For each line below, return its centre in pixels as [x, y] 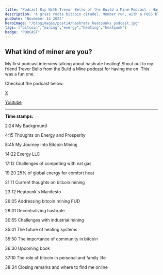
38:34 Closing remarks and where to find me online [57, 267]
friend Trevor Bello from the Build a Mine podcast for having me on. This [77, 69]
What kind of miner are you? [49, 52]
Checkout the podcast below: [34, 83]
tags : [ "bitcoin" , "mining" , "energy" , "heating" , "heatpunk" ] [66, 28]
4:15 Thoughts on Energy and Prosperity [45, 135]
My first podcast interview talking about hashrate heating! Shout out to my [79, 63]
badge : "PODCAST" [23, 32]
